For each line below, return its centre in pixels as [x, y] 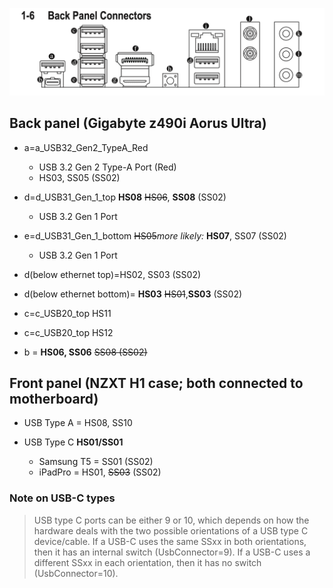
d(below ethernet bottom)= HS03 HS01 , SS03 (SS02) [133, 294]
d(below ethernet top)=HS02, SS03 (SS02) [112, 274]
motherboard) [54, 398]
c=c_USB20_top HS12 [68, 332]
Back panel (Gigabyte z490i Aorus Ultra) [138, 123]
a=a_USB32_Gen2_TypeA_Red [86, 147]
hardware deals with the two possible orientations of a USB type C [171, 530]
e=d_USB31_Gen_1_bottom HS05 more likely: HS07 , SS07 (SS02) [155, 235]
